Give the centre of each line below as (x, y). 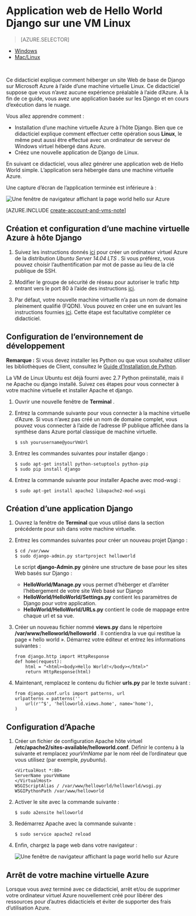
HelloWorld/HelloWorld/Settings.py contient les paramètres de (100, 597)
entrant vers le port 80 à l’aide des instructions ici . (75, 288)
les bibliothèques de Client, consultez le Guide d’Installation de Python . (92, 366)
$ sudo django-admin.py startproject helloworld (75, 556)
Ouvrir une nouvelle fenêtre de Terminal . (65, 401)
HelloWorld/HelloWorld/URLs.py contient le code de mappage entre (106, 610)
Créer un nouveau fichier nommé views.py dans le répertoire (88, 627)
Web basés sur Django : (43, 574)
